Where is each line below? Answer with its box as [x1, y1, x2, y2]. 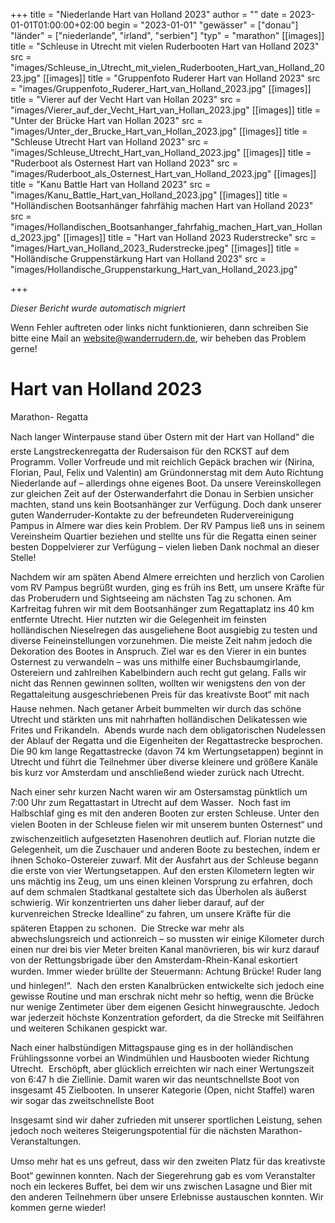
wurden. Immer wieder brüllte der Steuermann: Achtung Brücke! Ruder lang [10, 965, 322, 977]
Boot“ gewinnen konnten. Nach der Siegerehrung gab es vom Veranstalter [10, 1169, 316, 1181]
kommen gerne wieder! [10, 1201, 107, 1213]
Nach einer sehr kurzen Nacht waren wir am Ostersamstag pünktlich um [10, 785, 308, 798]
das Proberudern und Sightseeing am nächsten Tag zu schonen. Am [10, 592, 292, 604]
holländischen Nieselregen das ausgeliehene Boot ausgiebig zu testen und [10, 624, 318, 636]
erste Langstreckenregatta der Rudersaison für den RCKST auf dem [10, 445, 290, 457]
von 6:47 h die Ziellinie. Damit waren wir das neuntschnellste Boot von [10, 1073, 300, 1085]
